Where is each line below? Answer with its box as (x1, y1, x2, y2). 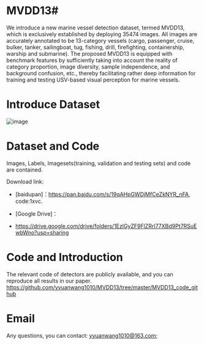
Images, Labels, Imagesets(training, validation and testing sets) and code (6, 159, 191, 167)
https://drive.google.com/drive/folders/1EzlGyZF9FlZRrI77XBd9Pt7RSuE (15, 222, 197, 230)
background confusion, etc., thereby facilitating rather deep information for (6, 69, 196, 77)
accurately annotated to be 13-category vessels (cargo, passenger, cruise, (6, 37, 195, 44)
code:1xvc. (15, 197, 43, 205)
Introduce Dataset (6, 97, 100, 112)
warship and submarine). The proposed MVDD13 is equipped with (6, 50, 173, 57)
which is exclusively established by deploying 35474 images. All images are (6, 30, 198, 37)
